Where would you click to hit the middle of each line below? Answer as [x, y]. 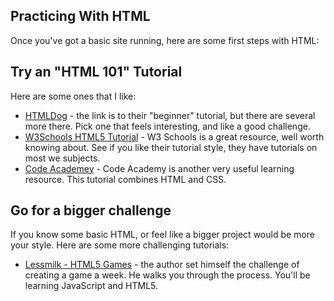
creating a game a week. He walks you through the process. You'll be [167, 275]
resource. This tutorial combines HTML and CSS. [125, 179]
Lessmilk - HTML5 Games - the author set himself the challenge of [162, 265]
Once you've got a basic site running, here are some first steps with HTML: [165, 40]
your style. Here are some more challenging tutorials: [120, 245]
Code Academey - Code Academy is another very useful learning [159, 168]
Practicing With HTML [80, 16]
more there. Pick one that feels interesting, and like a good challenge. [167, 126]
